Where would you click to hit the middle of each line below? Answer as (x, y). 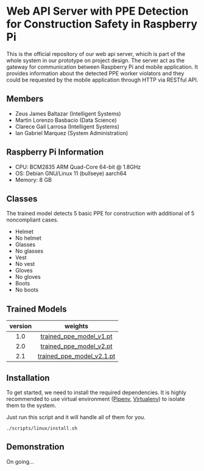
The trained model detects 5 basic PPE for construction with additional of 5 (100, 214)
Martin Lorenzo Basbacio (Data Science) (66, 120)
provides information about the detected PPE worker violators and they (95, 73)
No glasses (29, 251)
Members (25, 99)
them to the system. (31, 405)
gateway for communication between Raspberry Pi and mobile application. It (102, 67)
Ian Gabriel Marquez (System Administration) (72, 133)
